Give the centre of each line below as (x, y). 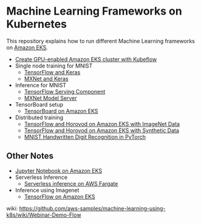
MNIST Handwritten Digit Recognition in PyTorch (85, 137)
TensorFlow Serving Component (65, 91)
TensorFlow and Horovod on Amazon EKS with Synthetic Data (101, 130)
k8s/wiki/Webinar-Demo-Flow (44, 215)
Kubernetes (37, 24)
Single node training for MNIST (54, 66)
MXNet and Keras (46, 79)
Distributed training (39, 117)
